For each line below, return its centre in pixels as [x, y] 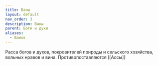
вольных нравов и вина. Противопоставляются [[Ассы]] [65, 57]
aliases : [14, 33]
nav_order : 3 [19, 19]
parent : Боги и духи [27, 28]
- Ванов [18, 38]
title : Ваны [18, 10]
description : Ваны [24, 24]
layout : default [22, 14]
